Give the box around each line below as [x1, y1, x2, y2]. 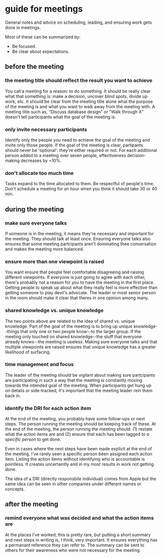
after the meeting [5, 500, 59, 509]
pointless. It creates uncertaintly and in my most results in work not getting [5, 462, 154, 467]
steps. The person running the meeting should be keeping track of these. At [5, 421, 156, 427]
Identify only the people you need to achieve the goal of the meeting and [5, 137, 150, 143]
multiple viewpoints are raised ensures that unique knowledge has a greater [5, 344, 156, 350]
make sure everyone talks [5, 220, 67, 226]
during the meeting [5, 205, 64, 213]
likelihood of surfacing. [5, 349, 51, 355]
